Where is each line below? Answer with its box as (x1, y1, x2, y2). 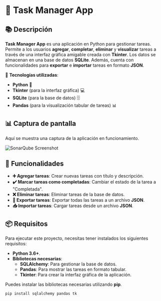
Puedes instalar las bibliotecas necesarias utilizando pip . (5, 281, 122, 287)
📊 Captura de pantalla (5, 119, 76, 128)
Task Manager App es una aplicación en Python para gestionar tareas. (5, 41, 151, 47)
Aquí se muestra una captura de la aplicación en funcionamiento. (5, 135, 139, 141)
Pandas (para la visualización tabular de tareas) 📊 (12, 102, 117, 108)
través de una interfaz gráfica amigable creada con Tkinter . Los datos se (5, 52, 156, 57)
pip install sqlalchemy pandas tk (5, 291, 77, 296)
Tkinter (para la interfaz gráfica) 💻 (12, 87, 85, 93)
